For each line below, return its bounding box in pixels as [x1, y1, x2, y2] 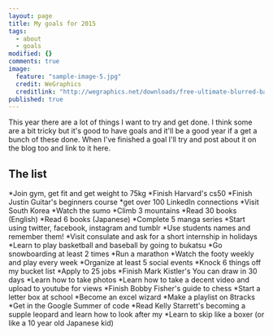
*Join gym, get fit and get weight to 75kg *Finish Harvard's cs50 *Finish [8, 189, 253, 199]
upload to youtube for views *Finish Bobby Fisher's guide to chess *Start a [8, 284, 261, 294]
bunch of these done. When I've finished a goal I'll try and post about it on [8, 135, 257, 145]
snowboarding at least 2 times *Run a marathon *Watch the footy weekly [8, 249, 254, 259]
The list [8, 167, 47, 181]
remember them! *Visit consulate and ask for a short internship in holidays [8, 232, 258, 242]
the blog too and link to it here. [8, 143, 111, 153]
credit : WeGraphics [15, 80, 82, 88]
